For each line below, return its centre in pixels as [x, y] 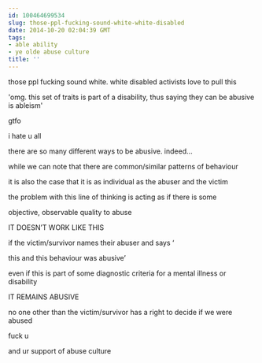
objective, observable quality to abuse [70, 212]
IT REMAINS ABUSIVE [44, 297]
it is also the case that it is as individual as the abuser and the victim [118, 181]
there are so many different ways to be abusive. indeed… [100, 151]
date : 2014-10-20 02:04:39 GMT [59, 30]
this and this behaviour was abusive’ [67, 257]
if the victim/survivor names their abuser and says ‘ [91, 243]
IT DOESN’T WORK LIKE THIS [56, 227]
